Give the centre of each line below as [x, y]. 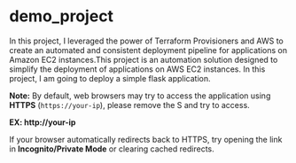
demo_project [61, 16]
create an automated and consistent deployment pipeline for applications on [148, 50]
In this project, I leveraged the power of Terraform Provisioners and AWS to [146, 41]
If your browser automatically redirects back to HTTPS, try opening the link [146, 139]
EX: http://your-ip [43, 122]
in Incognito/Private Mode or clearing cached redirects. [112, 149]
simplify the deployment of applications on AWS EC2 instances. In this [137, 69]
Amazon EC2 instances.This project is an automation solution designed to [144, 59]
